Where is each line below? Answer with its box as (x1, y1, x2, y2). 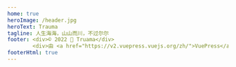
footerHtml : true (7, 50, 58, 57)
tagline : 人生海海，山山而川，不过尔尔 (7, 29, 109, 37)
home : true (7, 10, 39, 17)
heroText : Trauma (7, 23, 58, 30)
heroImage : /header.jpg (7, 17, 77, 24)
